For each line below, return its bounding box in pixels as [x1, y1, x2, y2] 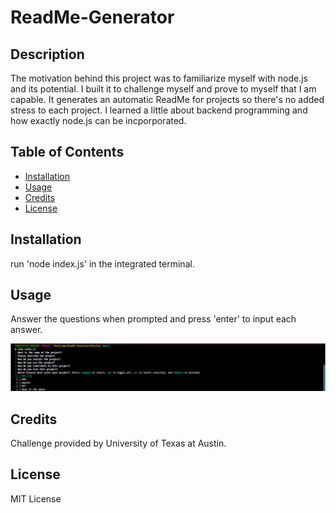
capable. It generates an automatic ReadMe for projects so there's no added [10, 94, 325, 105]
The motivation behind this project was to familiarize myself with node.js [10, 72, 308, 84]
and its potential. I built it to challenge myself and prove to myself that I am [10, 83, 317, 95]
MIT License [10, 492, 62, 505]
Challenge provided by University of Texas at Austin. [10, 437, 227, 450]
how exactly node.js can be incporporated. [10, 115, 187, 126]
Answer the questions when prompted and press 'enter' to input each [10, 313, 297, 325]
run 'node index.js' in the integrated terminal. [10, 257, 195, 270]
